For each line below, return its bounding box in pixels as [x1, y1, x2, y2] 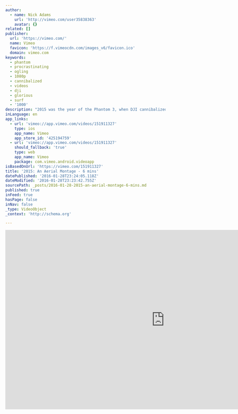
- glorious [10, 93, 33, 98]
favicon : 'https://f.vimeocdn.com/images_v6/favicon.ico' [10, 45, 136, 50]
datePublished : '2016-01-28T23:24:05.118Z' [5, 173, 99, 178]
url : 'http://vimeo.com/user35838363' [14, 17, 97, 22]
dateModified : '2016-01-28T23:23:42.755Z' [5, 178, 97, 184]
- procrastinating [10, 64, 49, 69]
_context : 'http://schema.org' [5, 211, 72, 217]
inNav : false [5, 202, 33, 207]
